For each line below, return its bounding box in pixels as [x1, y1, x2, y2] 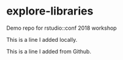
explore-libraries [6, 4, 94, 18]
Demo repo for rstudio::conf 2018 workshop [6, 24, 117, 32]
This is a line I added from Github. [6, 47, 92, 55]
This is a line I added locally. [6, 36, 78, 43]
